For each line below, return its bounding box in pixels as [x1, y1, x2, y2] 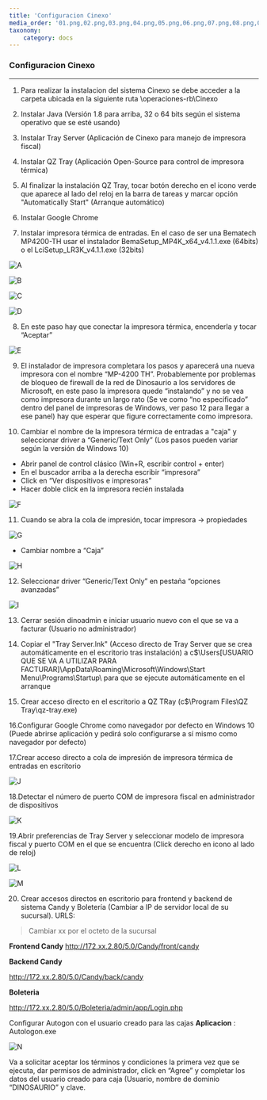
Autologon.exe [9, 1026, 57, 1036]
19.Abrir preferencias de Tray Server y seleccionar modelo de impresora [9, 831, 245, 840]
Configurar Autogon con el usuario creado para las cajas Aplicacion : [9, 1018, 236, 1027]
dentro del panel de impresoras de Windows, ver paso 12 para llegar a [20, 403, 250, 412]
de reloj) [9, 847, 36, 857]
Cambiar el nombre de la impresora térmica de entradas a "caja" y [20, 426, 237, 436]
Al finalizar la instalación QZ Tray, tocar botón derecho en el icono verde [20, 180, 257, 190]
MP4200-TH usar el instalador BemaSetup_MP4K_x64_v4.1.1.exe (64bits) [20, 236, 259, 246]
